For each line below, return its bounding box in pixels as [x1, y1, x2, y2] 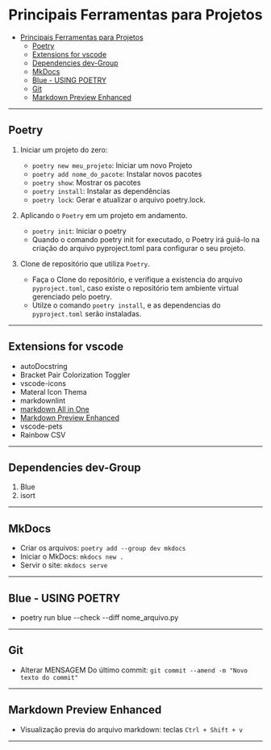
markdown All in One [19, 404, 90, 413]
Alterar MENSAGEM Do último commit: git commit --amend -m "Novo [19, 664, 248, 675]
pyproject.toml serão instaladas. [31, 308, 142, 318]
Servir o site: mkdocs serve [19, 560, 108, 570]
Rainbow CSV [19, 429, 66, 439]
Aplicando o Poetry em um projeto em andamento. [19, 210, 188, 220]
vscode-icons [19, 378, 67, 388]
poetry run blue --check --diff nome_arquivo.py [19, 613, 179, 622]
